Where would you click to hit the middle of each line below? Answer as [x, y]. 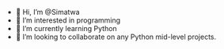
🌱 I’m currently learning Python [66, 28]
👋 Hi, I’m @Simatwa [48, 12]
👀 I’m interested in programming [68, 20]
